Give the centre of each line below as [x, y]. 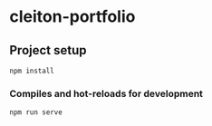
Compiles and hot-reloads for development [106, 93]
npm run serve [36, 112]
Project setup [48, 50]
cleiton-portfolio [72, 17]
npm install [32, 71]
